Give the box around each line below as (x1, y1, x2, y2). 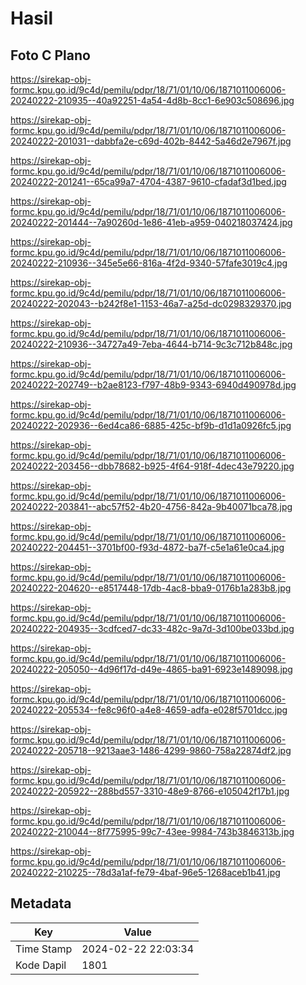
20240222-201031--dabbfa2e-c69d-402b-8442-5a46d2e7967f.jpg (10, 135, 292, 147)
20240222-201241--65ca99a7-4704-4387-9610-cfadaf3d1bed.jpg (10, 176, 287, 187)
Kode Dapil (15, 958, 67, 972)
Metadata (10, 895, 72, 912)
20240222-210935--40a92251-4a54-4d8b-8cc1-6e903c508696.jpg (10, 95, 295, 106)
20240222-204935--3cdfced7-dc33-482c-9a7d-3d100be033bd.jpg (10, 623, 295, 634)
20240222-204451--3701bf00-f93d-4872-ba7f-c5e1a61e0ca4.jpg (10, 542, 285, 553)
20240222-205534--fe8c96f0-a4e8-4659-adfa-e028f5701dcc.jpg (10, 704, 288, 716)
